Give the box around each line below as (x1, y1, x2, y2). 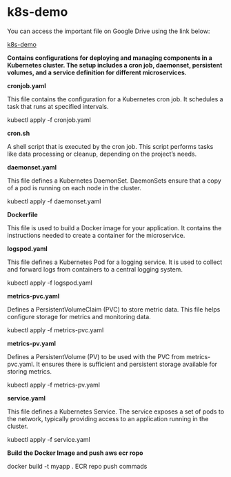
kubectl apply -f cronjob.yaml (7, 115, 91, 124)
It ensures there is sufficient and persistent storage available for (36, 360, 218, 368)
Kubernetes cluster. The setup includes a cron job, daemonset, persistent (7, 61, 223, 69)
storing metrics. (7, 367, 52, 376)
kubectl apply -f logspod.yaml (7, 278, 93, 287)
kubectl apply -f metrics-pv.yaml (7, 380, 100, 389)
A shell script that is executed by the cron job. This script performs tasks (7, 142, 214, 150)
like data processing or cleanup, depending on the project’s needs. (7, 150, 197, 158)
